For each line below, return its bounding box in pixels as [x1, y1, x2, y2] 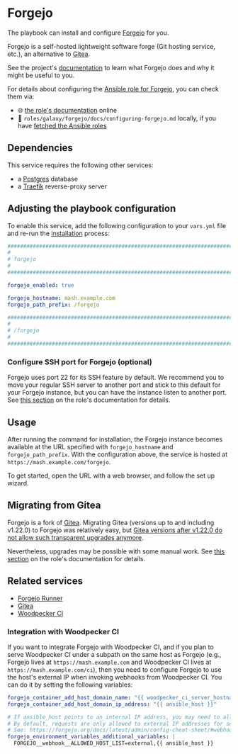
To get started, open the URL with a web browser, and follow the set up [7, 471, 215, 480]
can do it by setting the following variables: [7, 680, 133, 689]
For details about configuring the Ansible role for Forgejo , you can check [7, 84, 220, 93]
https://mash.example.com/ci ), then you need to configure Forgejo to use [7, 665, 222, 674]
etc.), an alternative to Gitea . [7, 50, 91, 58]
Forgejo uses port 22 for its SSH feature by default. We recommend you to [7, 373, 225, 382]
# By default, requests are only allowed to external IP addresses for [7, 720, 223, 727]
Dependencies [7, 142, 73, 154]
